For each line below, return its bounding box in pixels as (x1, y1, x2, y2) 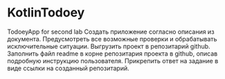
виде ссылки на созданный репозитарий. (7, 64, 129, 72)
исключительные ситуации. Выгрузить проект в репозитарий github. (7, 42, 210, 50)
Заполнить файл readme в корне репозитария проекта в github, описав (7, 49, 218, 58)
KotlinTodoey (7, 5, 85, 21)
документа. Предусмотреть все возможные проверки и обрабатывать (7, 34, 217, 43)
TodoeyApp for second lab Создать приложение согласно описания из (7, 27, 215, 36)
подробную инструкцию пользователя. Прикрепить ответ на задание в (7, 56, 219, 65)
